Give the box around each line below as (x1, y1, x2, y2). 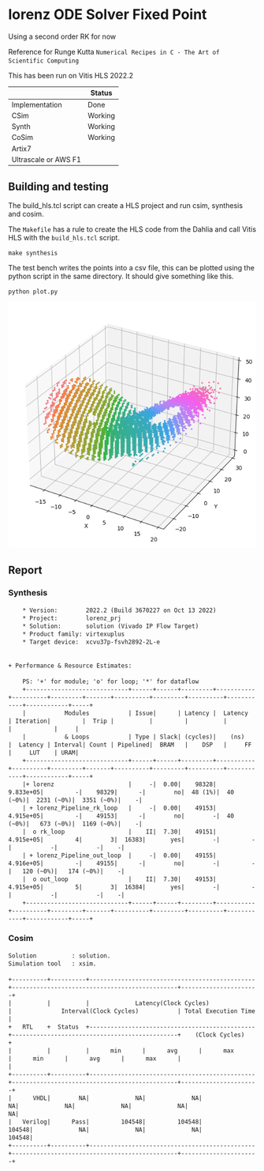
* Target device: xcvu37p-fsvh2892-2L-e (22, 638, 160, 646)
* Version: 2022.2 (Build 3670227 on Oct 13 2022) (22, 606, 217, 614)
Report (8, 564, 43, 577)
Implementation (11, 100, 62, 109)
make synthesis (8, 249, 58, 258)
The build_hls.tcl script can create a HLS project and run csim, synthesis (8, 201, 243, 210)
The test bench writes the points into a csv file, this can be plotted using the (8, 263, 255, 273)
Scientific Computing (8, 57, 80, 65)
